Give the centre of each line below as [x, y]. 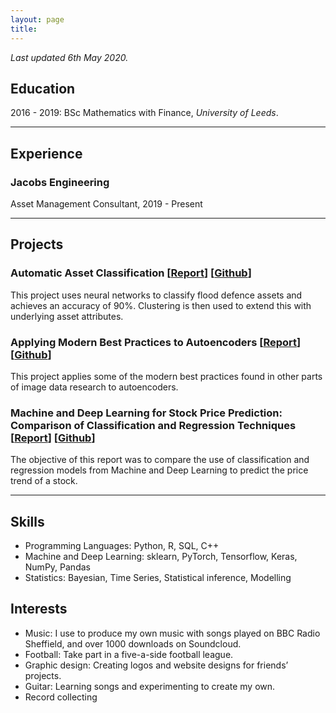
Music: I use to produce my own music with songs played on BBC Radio [172, 633]
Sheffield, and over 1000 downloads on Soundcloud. [133, 643]
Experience [46, 153]
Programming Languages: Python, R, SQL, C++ [122, 546]
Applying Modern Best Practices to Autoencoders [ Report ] [156, 342]
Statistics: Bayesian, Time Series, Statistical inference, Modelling [158, 578]
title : [24, 29]
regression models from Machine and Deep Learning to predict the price [159, 470]
